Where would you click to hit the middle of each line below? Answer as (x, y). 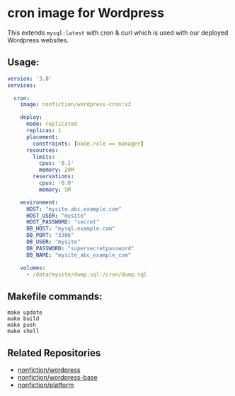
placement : (42, 137)
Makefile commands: (55, 296)
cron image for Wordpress (86, 13)
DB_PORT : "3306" (50, 235)
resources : (42, 150)
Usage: (24, 63)
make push (22, 325)
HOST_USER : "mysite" (56, 216)
